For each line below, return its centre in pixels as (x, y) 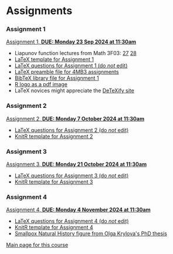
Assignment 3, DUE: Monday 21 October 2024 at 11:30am (77, 164)
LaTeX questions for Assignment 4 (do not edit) (72, 221)
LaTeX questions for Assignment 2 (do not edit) (72, 130)
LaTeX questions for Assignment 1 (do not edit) (71, 66)
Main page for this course (37, 245)
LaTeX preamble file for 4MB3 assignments (67, 72)
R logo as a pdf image (41, 84)
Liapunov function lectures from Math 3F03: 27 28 (75, 53)
